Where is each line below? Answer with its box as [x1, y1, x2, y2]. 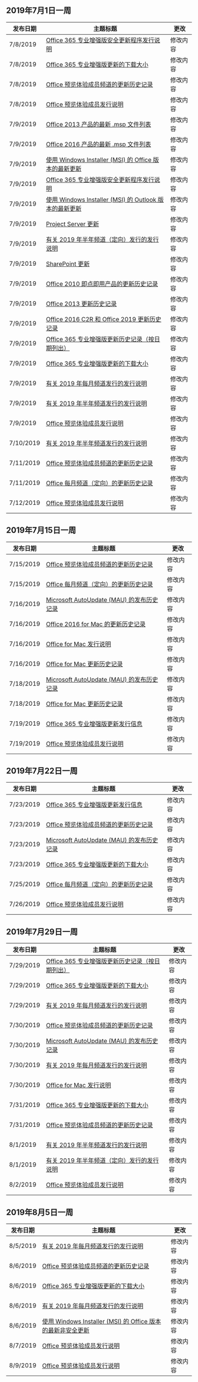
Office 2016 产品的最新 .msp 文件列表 [46, 140, 151, 148]
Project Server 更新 [46, 220, 99, 228]
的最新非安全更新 [42, 1326, 90, 1335]
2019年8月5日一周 [6, 1207, 74, 1217]
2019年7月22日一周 [6, 766, 78, 776]
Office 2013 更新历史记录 [46, 299, 117, 308]
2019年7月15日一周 [6, 525, 77, 536]
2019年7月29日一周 [6, 927, 78, 937]
